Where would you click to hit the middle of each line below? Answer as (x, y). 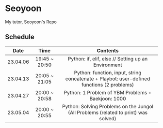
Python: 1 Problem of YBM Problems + (108, 92)
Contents (108, 50)
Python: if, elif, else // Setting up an (108, 58)
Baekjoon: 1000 (108, 99)
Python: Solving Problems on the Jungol (108, 106)
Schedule (20, 37)
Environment (108, 65)
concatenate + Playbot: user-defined (108, 79)
